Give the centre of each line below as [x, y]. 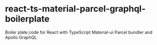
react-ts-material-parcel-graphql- [75, 9]
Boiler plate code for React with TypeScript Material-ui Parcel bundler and [79, 32]
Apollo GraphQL [21, 37]
